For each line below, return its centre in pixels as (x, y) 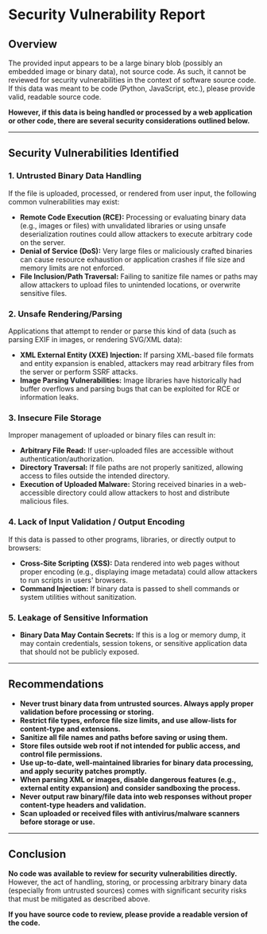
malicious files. (44, 501)
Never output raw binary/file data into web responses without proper (135, 796)
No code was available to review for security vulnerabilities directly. (123, 874)
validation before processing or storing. (87, 712)
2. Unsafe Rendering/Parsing (65, 313)
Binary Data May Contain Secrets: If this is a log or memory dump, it (133, 635)
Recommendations (56, 685)
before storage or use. (57, 822)
